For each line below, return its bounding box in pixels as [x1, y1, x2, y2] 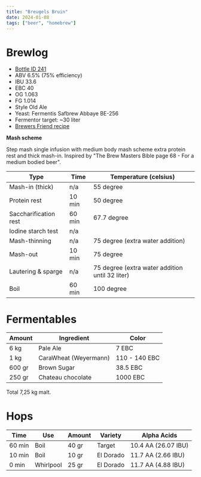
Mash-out [9, 250, 38, 259]
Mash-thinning [9, 237, 52, 245]
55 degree [93, 183, 123, 192]
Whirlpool [35, 461, 62, 469]
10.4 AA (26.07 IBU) [130, 441, 189, 449]
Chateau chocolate [38, 373, 92, 382]
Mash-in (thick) [9, 183, 54, 192]
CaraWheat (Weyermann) [38, 354, 110, 362]
